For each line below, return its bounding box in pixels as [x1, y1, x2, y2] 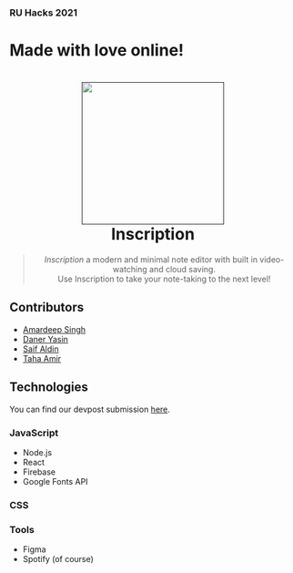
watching [112, 264, 147, 275]
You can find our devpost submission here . [9, 404, 171, 414]
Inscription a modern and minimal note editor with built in [44, 254, 258, 265]
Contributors [9, 300, 85, 315]
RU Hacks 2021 [9, 6, 78, 19]
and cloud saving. [148, 264, 217, 275]
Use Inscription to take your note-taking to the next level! [57, 273, 271, 284]
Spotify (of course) [22, 554, 94, 565]
